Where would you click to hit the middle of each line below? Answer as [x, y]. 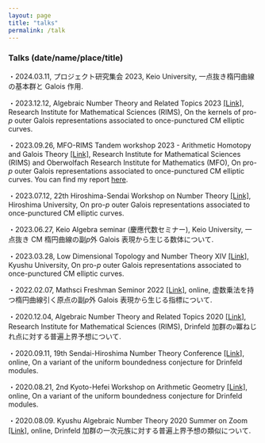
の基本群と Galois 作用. [46, 86]
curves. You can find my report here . [68, 179]
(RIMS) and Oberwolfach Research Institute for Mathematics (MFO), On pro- [133, 162]
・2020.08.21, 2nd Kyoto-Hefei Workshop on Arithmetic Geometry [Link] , [128, 387]
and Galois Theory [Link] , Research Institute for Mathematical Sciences [125, 154]
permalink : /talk [37, 30]
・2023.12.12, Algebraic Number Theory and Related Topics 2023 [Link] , [126, 103]
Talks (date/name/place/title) [66, 58]
